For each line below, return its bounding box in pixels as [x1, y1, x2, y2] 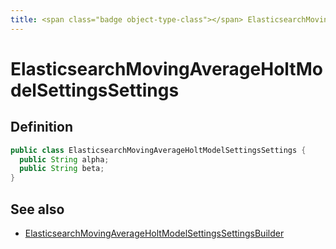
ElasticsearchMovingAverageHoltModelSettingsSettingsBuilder [24, 227, 285, 239]
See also [10, 201, 65, 218]
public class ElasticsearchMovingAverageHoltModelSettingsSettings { [10, 145, 307, 155]
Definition [10, 119, 73, 136]
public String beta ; [19, 164, 105, 174]
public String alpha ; [19, 154, 110, 165]
